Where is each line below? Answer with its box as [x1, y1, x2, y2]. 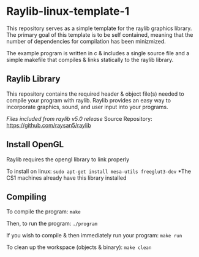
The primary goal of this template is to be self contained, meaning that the [6, 31, 193, 38]
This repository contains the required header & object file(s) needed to [6, 90, 185, 98]
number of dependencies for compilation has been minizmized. [6, 37, 167, 45]
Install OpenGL [6, 139, 64, 150]
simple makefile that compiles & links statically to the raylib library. [6, 56, 174, 63]
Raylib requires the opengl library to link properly [6, 155, 130, 163]
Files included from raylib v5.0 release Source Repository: [6, 115, 152, 122]
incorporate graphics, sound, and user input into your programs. [6, 103, 168, 110]
